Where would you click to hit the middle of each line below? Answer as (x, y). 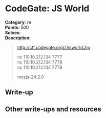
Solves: (13, 32)
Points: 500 (17, 27)
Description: (18, 38)
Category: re (18, 22)
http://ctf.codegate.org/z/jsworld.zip (53, 47)
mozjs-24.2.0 (30, 77)
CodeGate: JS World (47, 9)
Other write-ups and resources (53, 109)
